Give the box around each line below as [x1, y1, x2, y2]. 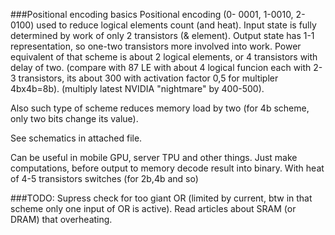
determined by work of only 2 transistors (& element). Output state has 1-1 [10, 30, 315, 41]
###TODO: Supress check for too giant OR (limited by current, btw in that [10, 192, 313, 204]
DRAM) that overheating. [10, 214, 113, 225]
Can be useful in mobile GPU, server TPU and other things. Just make [10, 152, 298, 163]
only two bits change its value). [10, 113, 139, 124]
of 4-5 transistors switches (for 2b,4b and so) [10, 173, 199, 184]
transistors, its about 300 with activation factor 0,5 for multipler [18, 72, 279, 84]
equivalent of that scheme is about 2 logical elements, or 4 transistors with [10, 51, 318, 63]
